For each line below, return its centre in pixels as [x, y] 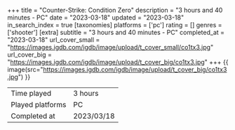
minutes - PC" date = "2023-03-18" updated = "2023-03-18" [96, 17]
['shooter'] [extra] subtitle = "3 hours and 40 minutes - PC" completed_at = [116, 32]
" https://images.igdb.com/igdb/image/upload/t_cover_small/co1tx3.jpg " [110, 47]
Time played [31, 93]
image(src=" [25, 70]
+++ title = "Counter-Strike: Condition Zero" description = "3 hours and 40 [115, 10]
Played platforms [39, 104]
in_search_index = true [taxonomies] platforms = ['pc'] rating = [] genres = [115, 25]
